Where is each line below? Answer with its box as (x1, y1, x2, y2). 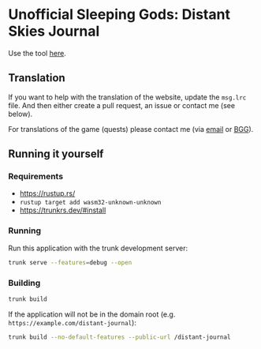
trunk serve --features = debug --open (8, 258, 132, 266)
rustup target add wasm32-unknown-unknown (19, 199, 162, 207)
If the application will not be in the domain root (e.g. (8, 310, 176, 319)
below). (8, 109, 33, 118)
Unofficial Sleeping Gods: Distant (8, 6, 231, 24)
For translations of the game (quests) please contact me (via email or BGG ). (8, 124, 254, 133)
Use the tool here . (8, 48, 67, 58)
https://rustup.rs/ (19, 189, 76, 198)
